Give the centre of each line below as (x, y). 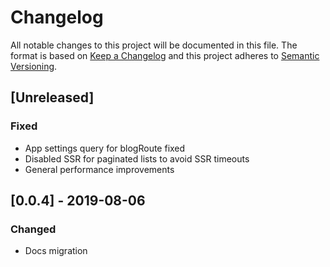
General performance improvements (99, 169)
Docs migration (56, 251)
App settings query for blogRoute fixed (105, 148)
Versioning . (34, 66)
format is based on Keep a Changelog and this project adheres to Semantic (165, 55)
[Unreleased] (52, 97)
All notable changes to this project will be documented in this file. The (154, 45)
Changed (33, 229)
